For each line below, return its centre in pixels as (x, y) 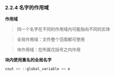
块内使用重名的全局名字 (28, 60)
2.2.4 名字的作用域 (27, 7)
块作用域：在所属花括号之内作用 (49, 50)
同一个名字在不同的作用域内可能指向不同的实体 (63, 29)
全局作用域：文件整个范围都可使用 (51, 39)
